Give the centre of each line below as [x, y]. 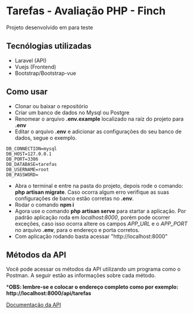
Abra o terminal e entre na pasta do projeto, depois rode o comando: [99, 186]
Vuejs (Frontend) [35, 67]
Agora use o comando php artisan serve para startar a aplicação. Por [100, 211]
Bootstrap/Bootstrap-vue [45, 73]
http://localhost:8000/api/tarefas [49, 293]
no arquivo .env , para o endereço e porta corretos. [77, 230]
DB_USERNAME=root [28, 169]
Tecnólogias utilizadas [49, 46]
